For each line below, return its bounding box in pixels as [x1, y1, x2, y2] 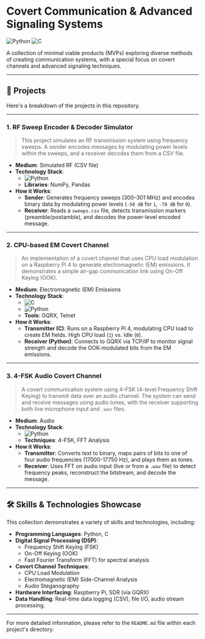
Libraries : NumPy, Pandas [24, 181, 90, 189]
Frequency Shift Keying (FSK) [24, 543, 99, 551]
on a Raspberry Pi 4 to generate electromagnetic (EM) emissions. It [21, 261, 190, 269]
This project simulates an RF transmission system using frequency [21, 137, 189, 144]
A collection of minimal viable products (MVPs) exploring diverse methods [6, 49, 193, 56]
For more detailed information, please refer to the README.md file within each [6, 619, 196, 627]
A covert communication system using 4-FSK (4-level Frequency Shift [21, 386, 198, 393]
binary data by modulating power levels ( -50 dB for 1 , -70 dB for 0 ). [24, 200, 192, 208]
